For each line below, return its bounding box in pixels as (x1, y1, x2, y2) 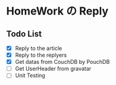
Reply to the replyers (14, 51, 67, 59)
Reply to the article (14, 45, 62, 52)
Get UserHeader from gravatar (14, 65, 92, 72)
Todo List (6, 28, 42, 39)
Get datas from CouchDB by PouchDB (14, 58, 110, 66)
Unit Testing (14, 72, 45, 79)
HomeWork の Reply (6, 4, 109, 18)
